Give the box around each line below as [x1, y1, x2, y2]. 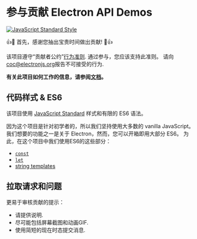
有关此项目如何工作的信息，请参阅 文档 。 [6, 73, 107, 80]
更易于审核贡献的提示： [6, 198, 64, 205]
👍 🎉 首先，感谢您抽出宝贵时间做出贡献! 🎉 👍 [6, 38, 113, 45]
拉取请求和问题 [6, 181, 62, 191]
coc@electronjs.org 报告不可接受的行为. [6, 60, 104, 67]
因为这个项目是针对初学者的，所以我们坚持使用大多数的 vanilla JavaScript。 [6, 122, 195, 129]
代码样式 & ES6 [6, 93, 63, 103]
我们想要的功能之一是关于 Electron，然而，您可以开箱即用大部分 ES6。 [6, 130, 183, 137]
